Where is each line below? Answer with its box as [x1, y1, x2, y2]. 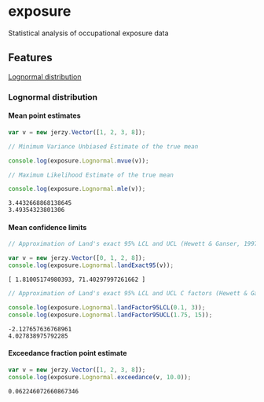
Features [8, 51, 53, 64]
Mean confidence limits [8, 222, 87, 232]
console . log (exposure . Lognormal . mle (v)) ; [8, 185, 146, 193]
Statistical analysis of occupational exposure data [8, 28, 169, 38]
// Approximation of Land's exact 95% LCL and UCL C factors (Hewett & [8, 290, 247, 298]
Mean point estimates [8, 111, 81, 120]
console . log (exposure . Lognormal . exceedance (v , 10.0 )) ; [8, 373, 192, 381]
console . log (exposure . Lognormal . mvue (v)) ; [8, 156, 149, 165]
